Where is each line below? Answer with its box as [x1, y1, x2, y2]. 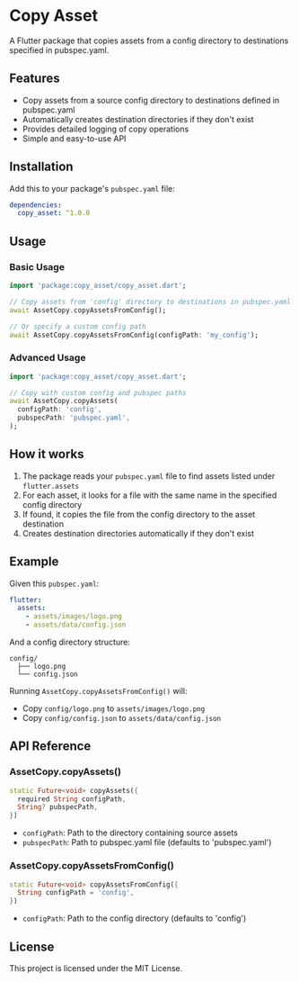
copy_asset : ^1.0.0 [17, 209, 91, 218]
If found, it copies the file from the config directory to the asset [22, 509, 256, 519]
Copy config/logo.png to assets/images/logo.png [22, 703, 206, 714]
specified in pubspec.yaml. [9, 44, 110, 55]
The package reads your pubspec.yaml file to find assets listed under [22, 470, 276, 482]
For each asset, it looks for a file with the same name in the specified [22, 490, 277, 500]
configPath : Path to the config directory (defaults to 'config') [22, 913, 247, 923]
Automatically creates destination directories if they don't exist [22, 113, 254, 124]
